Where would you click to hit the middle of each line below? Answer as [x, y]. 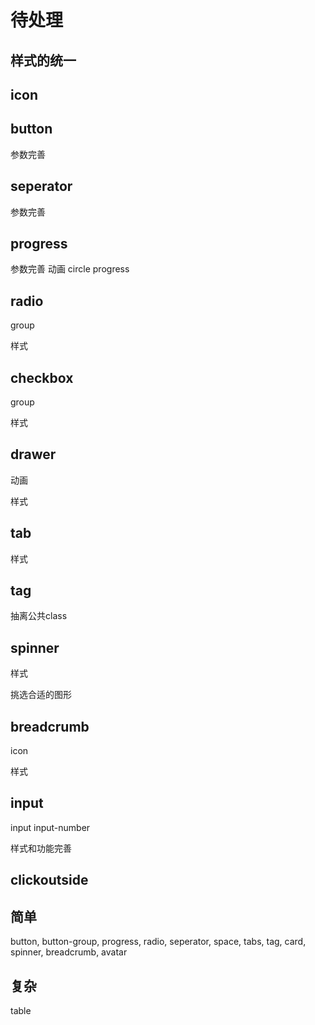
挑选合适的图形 [41, 695]
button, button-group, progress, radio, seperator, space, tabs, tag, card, [158, 942]
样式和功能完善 [41, 848]
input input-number [50, 827]
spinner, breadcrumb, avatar [69, 952]
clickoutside [49, 880]
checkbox [42, 377]
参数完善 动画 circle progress [70, 269]
